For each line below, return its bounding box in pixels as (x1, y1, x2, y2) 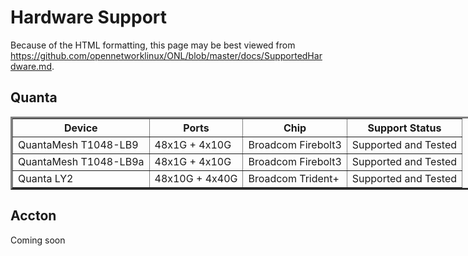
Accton (10, 207, 57, 225)
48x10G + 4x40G (154, 171, 238, 185)
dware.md (10, 60, 52, 72)
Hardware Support (10, 6, 168, 29)
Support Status (367, 121, 442, 135)
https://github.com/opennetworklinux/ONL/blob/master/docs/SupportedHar (10, 49, 323, 61)
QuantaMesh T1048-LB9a (18, 154, 145, 168)
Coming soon (10, 234, 66, 246)
